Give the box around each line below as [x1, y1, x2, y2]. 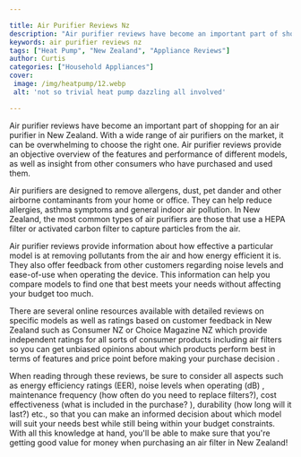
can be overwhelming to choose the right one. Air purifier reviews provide [9, 139, 282, 150]
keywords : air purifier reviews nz [9, 38, 142, 47]
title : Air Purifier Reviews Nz [9, 21, 130, 30]
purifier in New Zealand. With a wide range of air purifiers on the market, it [9, 129, 284, 140]
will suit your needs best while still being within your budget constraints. [9, 418, 276, 428]
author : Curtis [9, 55, 66, 64]
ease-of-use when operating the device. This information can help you [9, 269, 271, 280]
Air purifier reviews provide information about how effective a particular [9, 240, 273, 251]
